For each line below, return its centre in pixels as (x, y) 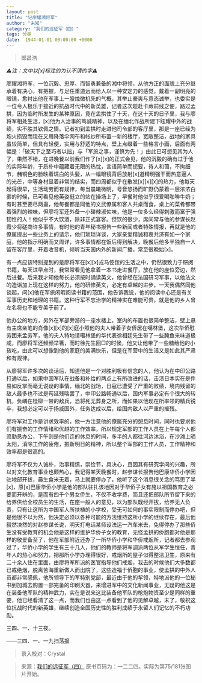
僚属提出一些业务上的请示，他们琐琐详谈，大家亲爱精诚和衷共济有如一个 (96, 234)
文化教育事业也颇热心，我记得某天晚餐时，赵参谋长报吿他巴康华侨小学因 (106, 472)
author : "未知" (24, 23)
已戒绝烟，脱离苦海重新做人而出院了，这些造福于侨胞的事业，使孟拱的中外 (98, 570)
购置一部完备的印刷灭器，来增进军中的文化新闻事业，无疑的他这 (111, 585)
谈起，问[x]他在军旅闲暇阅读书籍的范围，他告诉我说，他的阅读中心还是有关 (99, 292)
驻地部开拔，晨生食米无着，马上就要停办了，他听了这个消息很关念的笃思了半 (101, 479)
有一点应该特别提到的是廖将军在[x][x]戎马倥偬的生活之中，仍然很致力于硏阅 (100, 262)
